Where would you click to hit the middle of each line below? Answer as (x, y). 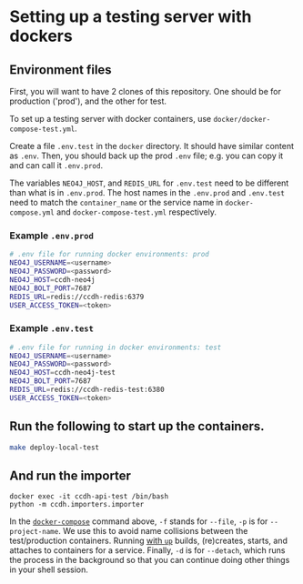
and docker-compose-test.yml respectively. (136, 212)
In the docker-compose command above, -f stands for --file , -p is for (139, 521)
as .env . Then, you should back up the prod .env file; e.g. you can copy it (146, 156)
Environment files (61, 70)
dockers (41, 36)
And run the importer (71, 475)
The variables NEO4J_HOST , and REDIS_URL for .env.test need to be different (149, 183)
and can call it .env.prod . (56, 165)
